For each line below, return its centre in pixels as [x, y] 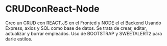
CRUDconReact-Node [52, 9]
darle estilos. [19, 39]
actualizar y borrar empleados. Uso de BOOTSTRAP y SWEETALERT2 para [84, 33]
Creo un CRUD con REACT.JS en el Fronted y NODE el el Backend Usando [83, 23]
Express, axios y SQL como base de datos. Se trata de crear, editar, [76, 28]
